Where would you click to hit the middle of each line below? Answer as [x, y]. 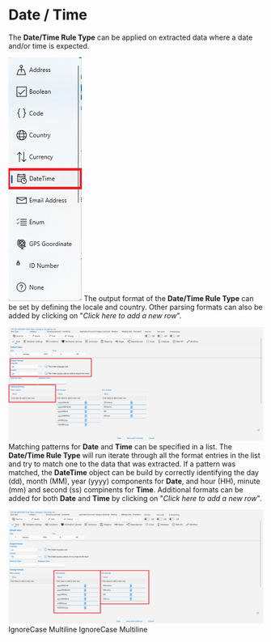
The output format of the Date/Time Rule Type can [169, 298]
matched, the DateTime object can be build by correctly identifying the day [133, 472]
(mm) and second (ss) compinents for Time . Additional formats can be [126, 489]
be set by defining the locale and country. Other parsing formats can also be [135, 307]
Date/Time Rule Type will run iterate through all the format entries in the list [134, 455]
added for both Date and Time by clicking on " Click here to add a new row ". [135, 498]
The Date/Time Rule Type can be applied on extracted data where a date [131, 37]
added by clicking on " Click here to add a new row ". [95, 315]
